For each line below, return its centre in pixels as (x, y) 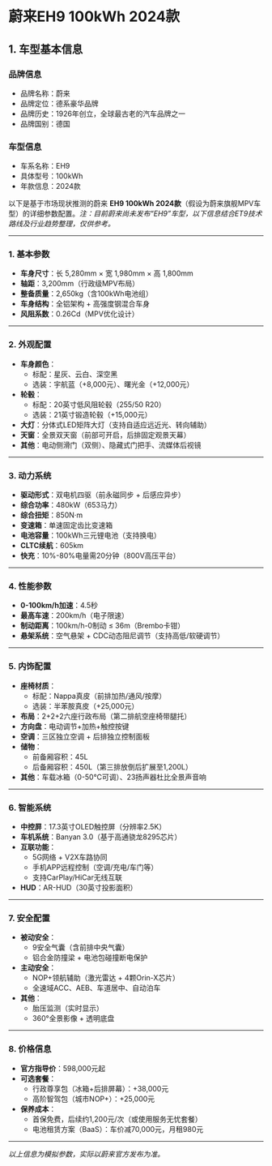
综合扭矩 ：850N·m (51, 515)
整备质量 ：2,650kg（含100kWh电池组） (86, 294)
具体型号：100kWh (51, 176)
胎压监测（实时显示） (68, 1008)
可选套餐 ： (38, 1078)
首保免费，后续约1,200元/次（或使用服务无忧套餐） (117, 1119)
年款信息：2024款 (50, 186)
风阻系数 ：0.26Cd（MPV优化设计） (79, 314)
